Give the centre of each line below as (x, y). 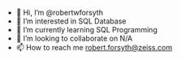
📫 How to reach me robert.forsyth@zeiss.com (94, 47)
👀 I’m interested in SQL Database (71, 21)
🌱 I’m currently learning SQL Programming (87, 30)
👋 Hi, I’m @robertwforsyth (60, 13)
